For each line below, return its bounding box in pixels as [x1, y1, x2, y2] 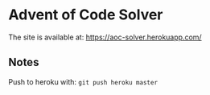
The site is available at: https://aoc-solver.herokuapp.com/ [8, 32, 203, 42]
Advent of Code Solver [8, 6, 163, 24]
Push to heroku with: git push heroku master [8, 76, 159, 86]
